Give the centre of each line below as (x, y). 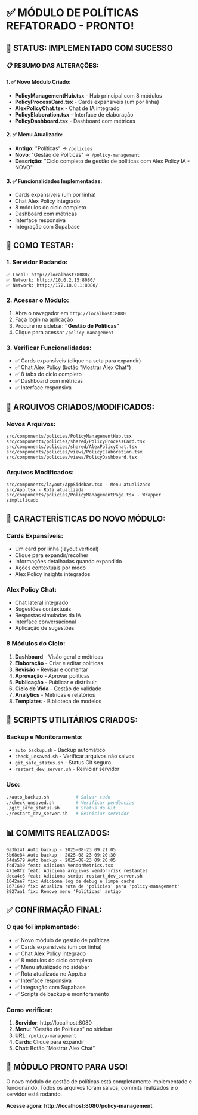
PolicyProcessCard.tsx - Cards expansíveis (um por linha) (87, 102)
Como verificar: (29, 1010)
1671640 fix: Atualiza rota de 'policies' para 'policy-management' (93, 886)
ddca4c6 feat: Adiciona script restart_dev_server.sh (75, 876)
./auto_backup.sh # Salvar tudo (58, 797)
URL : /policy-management (45, 1035)
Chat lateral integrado (41, 603)
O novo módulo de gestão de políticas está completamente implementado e (99, 1081)
